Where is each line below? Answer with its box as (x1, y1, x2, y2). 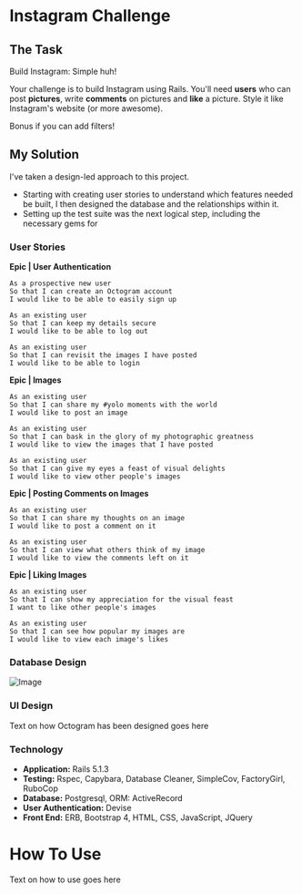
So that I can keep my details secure (9, 319, 156, 328)
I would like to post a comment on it (9, 521, 156, 531)
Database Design (9, 656, 87, 669)
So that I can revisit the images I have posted (9, 351, 197, 360)
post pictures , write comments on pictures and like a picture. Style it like (9, 93, 284, 104)
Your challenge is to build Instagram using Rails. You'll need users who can (9, 84, 291, 94)
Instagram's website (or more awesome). (9, 103, 164, 114)
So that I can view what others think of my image (9, 546, 206, 555)
